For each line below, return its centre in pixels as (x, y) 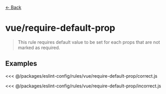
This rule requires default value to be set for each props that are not (89, 42)
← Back (13, 7)
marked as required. (39, 48)
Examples (21, 64)
